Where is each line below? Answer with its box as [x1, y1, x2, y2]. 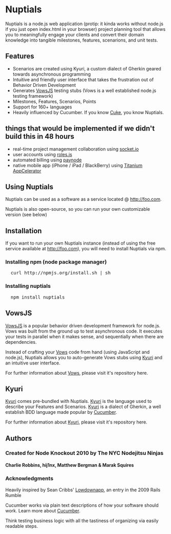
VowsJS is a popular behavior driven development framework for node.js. [5, 322, 161, 328]
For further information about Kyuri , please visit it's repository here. [5, 419, 147, 425]
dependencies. [5, 339, 37, 345]
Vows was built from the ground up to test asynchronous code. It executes [5, 328, 163, 334]
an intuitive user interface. [5, 360, 60, 366]
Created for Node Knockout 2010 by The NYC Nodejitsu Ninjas [5, 449, 164, 456]
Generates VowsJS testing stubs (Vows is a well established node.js [12, 87, 157, 94]
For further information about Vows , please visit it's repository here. [5, 370, 148, 376]
